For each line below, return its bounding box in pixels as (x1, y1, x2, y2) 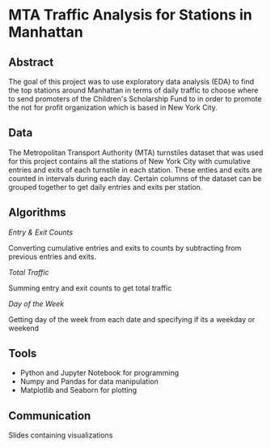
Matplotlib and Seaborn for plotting (19, 386, 138, 395)
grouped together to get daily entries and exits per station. (8, 182, 203, 192)
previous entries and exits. (8, 252, 97, 261)
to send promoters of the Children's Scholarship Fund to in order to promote (8, 94, 262, 103)
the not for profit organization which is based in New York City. (8, 103, 218, 112)
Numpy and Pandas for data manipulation (19, 377, 159, 386)
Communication (8, 408, 91, 423)
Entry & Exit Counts (8, 227, 74, 237)
